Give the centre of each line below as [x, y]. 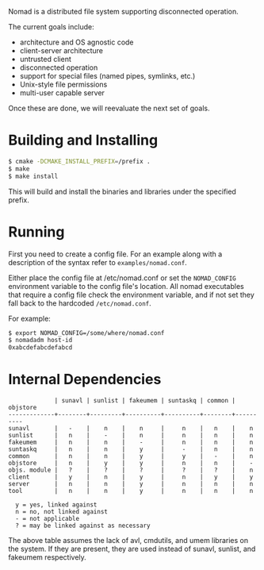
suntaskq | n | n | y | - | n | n [131, 449]
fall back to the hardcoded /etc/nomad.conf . [80, 303]
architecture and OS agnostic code [77, 42]
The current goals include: [51, 27]
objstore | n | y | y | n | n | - [131, 464]
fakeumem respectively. [48, 557]
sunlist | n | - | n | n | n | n [131, 436]
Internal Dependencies [85, 379]
